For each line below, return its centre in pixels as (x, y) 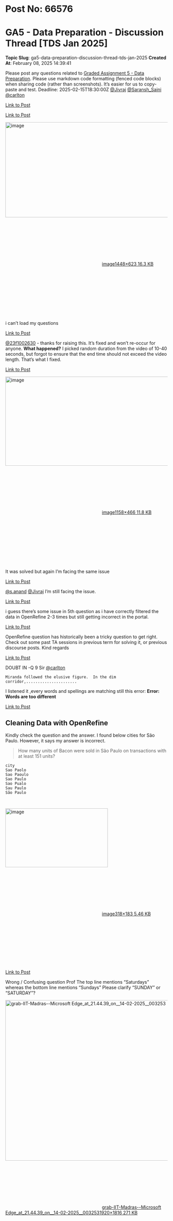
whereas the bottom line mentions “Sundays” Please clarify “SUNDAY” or (83, 987)
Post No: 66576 (39, 9)
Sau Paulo (16, 788)
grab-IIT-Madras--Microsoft (132, 1207)
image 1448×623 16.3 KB (128, 264)
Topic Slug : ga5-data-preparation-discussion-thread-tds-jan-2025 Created (86, 58)
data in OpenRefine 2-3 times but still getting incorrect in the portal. (77, 617)
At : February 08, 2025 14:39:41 (38, 63)
